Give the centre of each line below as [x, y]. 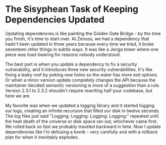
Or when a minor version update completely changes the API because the [81, 80]
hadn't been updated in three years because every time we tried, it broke [80, 44]
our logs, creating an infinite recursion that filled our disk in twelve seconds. [83, 111]
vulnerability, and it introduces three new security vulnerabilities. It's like [79, 69]
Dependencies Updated [55, 20]
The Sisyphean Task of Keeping [72, 9]
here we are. [18, 96]
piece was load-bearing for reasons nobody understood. [63, 54]
